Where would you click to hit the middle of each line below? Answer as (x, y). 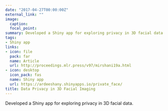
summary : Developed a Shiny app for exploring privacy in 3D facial (78, 33)
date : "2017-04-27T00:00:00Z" (37, 10)
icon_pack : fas (26, 75)
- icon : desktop (22, 70)
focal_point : (23, 28)
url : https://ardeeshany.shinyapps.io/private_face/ (66, 84)
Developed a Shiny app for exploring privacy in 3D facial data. (69, 103)
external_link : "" (24, 14)
